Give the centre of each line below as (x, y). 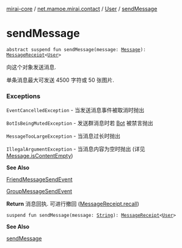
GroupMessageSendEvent (39, 191)
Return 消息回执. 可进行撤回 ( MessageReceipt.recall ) (73, 204)
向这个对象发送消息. (31, 67)
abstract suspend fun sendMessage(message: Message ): (76, 49)
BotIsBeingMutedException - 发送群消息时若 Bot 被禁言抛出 (80, 123)
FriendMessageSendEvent (39, 180)
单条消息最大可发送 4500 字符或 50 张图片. (60, 80)
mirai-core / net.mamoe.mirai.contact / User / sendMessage (82, 9)
